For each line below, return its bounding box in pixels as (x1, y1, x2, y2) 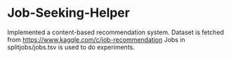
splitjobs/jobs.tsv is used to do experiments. (7, 43, 135, 51)
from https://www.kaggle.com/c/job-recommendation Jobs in (7, 35, 186, 43)
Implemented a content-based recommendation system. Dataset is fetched (7, 28, 225, 36)
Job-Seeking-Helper (7, 5, 130, 21)
